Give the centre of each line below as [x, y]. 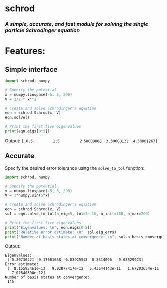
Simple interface [31, 70]
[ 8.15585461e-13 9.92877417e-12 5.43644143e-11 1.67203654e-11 [83, 269]
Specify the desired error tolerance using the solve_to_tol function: [75, 168]
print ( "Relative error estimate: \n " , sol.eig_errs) [61, 232]
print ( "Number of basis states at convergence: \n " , [61, 237]
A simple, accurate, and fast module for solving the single [77, 24]
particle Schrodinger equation [42, 30]
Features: [25, 51]
